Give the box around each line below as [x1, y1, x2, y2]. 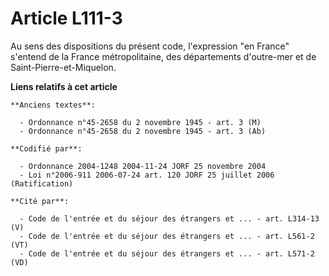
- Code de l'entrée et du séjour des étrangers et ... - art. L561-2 [19, 231, 315, 241]
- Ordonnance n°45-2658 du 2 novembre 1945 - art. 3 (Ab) [19, 126, 267, 136]
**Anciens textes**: [10, 100, 97, 110]
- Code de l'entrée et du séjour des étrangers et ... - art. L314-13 [19, 213, 320, 224]
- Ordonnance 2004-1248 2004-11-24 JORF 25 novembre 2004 [19, 161, 267, 171]
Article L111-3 [10, 7, 123, 30]
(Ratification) [10, 178, 74, 189]
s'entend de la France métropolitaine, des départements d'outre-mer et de [10, 50, 317, 62]
